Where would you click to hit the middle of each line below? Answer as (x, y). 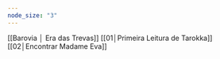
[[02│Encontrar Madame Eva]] (58, 46)
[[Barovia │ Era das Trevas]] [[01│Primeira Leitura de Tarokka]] (110, 38)
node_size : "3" (33, 15)
